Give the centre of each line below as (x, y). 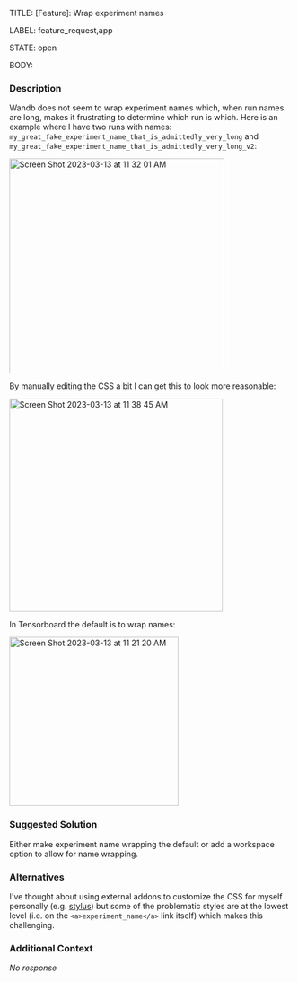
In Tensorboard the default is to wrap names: (92, 625)
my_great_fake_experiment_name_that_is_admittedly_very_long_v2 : (133, 146)
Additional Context (51, 948)
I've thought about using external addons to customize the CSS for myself (146, 896)
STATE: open (33, 48)
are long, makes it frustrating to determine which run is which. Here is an (144, 118)
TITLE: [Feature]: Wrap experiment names (87, 13)
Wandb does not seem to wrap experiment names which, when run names (147, 108)
